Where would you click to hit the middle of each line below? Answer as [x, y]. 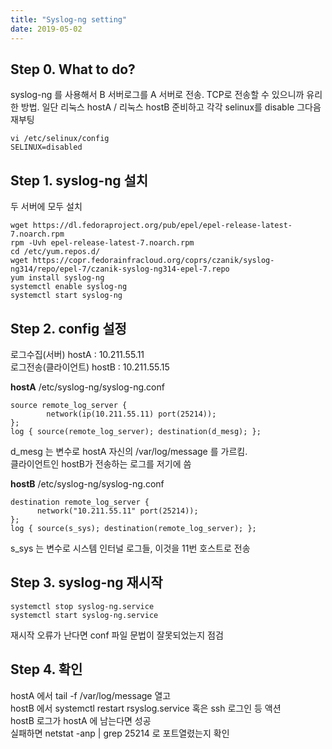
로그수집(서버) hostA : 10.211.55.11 [77, 354]
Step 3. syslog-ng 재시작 [86, 582]
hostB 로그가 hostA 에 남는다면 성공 [81, 720]
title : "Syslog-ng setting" [69, 19]
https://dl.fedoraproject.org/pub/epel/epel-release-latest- [162, 226]
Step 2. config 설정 [68, 328]
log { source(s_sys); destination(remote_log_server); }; [133, 528]
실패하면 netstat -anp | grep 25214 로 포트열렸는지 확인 [120, 733]
